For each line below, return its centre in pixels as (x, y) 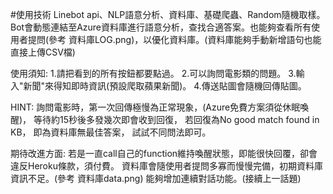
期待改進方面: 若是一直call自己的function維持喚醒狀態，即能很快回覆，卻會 (164, 153)
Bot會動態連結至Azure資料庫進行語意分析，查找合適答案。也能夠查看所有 (161, 27)
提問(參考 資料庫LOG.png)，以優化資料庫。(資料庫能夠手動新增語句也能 (174, 39)
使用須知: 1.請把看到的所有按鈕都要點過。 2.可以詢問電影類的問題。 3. (153, 73)
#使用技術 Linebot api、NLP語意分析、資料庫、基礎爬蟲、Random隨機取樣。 (168, 14)
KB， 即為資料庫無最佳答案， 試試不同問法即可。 (111, 132)
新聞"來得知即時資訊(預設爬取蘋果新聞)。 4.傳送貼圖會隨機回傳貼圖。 (165, 86)
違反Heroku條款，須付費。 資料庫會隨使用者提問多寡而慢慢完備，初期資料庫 (166, 166)
